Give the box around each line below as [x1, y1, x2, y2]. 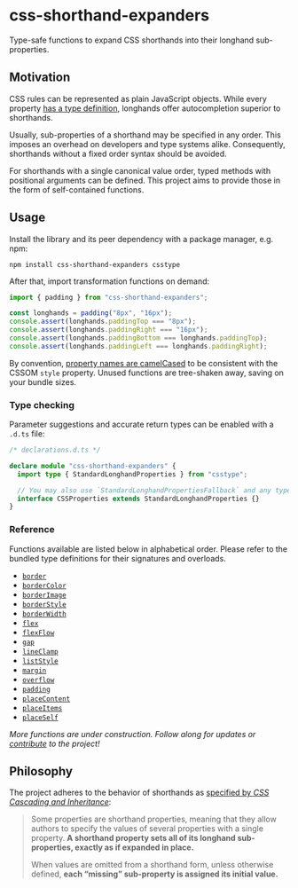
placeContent [21, 694, 71, 703]
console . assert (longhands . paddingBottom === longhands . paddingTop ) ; [9, 334, 268, 342]
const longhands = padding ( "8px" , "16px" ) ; [9, 309, 173, 318]
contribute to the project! [9, 738, 100, 749]
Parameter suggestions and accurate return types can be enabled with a [9, 419, 274, 430]
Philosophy [9, 764, 74, 779]
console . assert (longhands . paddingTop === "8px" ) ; [9, 317, 197, 326]
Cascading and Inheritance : [9, 797, 112, 807]
